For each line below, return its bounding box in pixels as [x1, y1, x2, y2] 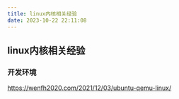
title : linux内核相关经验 [7, 10, 78, 18]
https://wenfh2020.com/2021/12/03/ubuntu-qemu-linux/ [7, 84, 172, 92]
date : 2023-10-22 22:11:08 [7, 17, 87, 24]
